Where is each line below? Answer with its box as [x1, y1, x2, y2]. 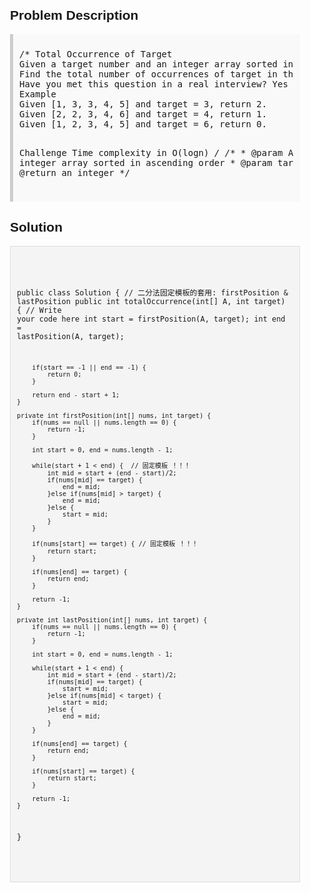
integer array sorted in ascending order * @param [19, 157, 273, 168]
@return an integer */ [19, 167, 131, 178]
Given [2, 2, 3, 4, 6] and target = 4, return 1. [19, 108, 268, 120]
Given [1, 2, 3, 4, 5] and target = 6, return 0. [19, 118, 268, 130]
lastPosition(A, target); [16, 331, 125, 341]
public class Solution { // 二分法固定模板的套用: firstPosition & [16, 287, 289, 298]
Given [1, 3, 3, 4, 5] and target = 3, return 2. [19, 98, 268, 110]
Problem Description [10, 7, 139, 23]
